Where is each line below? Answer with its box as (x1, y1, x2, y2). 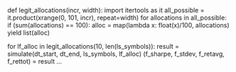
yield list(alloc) (7, 28, 50, 37)
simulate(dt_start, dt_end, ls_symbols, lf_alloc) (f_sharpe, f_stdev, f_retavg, (7, 49, 225, 58)
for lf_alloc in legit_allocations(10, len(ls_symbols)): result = (7, 42, 180, 50)
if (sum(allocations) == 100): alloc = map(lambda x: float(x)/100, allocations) (7, 21, 230, 29)
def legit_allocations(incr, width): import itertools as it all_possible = (7, 6, 205, 14)
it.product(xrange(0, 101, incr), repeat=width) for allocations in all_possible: (7, 13, 227, 22)
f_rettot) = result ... (7, 57, 63, 66)
